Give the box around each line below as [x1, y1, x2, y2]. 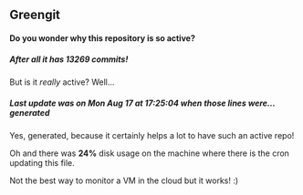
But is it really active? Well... [9, 77, 115, 87]
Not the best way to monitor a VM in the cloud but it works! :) [9, 175, 239, 186]
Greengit [9, 7, 61, 23]
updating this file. [9, 157, 75, 168]
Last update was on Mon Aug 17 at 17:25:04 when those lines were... [9, 97, 276, 108]
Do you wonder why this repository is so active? [9, 32, 196, 44]
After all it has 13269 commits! [9, 54, 129, 65]
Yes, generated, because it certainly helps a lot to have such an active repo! [9, 129, 295, 140]
